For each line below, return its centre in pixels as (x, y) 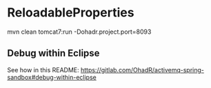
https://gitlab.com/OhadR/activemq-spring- (142, 69)
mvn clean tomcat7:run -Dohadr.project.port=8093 (79, 32)
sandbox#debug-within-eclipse (52, 77)
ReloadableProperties (71, 13)
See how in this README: (43, 69)
